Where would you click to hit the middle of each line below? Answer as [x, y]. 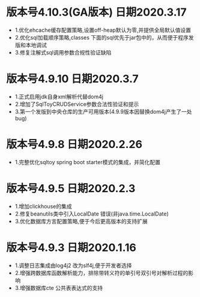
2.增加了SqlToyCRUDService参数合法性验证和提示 [77, 104]
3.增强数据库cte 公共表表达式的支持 [59, 287]
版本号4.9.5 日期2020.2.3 [71, 189]
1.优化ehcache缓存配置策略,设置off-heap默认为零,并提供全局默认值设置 [103, 30]
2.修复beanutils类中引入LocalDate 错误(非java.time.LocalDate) [92, 214]
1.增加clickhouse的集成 [43, 206]
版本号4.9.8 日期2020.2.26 [74, 145]
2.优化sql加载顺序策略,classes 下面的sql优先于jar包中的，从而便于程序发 [104, 37]
